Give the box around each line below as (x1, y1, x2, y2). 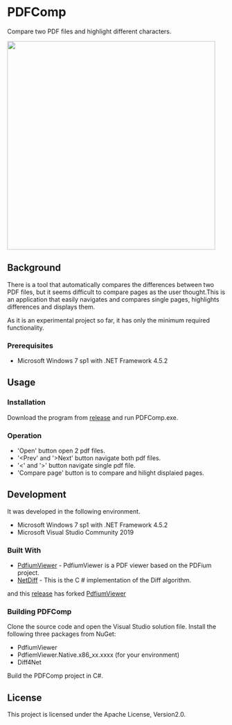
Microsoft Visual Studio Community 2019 (17, 528, 134, 536)
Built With (7, 545, 42, 555)
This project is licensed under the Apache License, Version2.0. (7, 710, 186, 719)
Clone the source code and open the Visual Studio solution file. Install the (7, 623, 217, 631)
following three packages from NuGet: (7, 630, 116, 638)
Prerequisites (7, 341, 53, 350)
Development (7, 489, 67, 500)
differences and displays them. (7, 302, 96, 311)
